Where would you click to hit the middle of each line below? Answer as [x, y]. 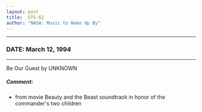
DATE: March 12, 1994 [39, 50]
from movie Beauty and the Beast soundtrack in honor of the [90, 97]
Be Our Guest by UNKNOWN [42, 68]
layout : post [23, 12]
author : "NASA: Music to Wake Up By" [54, 23]
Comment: [20, 82]
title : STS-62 [25, 17]
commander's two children [48, 103]
